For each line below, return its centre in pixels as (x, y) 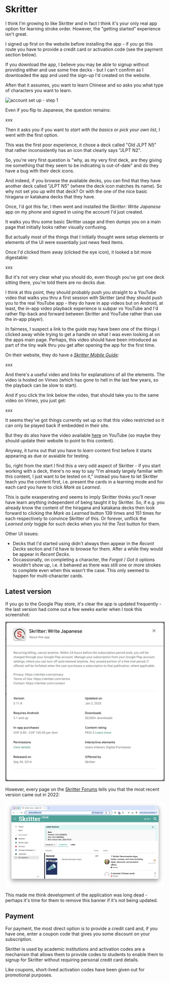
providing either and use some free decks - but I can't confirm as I (74, 70)
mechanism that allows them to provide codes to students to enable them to (84, 954)
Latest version (28, 591)
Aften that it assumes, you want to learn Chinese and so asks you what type (84, 85)
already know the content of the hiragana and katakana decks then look (80, 508)
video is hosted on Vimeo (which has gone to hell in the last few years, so (82, 380)
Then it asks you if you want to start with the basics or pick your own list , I (83, 130)
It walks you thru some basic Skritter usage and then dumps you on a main (83, 222)
